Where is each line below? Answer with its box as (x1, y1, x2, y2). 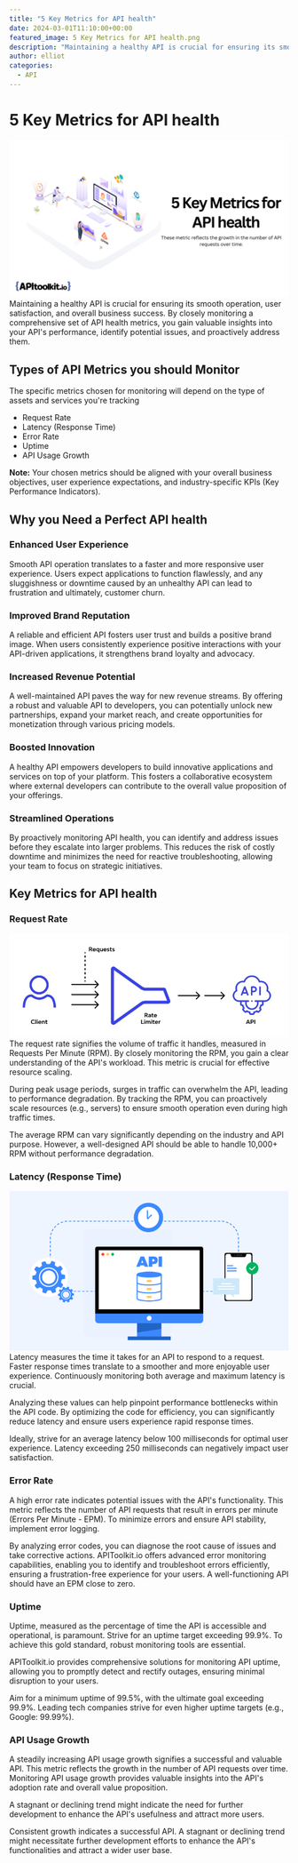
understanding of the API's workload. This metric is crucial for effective (9, 1058, 271, 1068)
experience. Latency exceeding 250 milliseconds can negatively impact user (9, 1443, 289, 1453)
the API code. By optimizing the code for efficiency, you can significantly (9, 1407, 275, 1418)
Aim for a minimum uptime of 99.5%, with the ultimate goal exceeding (9, 1692, 264, 1703)
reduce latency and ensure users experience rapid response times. (9, 1416, 255, 1427)
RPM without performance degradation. (9, 1148, 154, 1159)
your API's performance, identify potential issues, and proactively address (9, 327, 280, 338)
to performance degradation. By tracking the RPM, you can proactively (9, 1093, 268, 1104)
